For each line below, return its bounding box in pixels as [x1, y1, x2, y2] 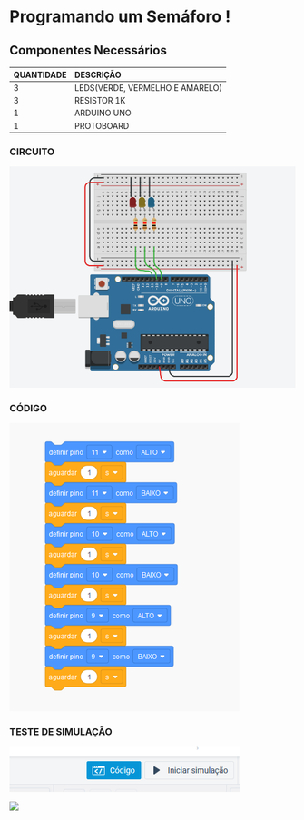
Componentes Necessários [9, 43, 168, 58]
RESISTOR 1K [74, 95, 126, 105]
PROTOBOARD [74, 120, 130, 131]
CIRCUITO [9, 145, 55, 158]
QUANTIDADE [13, 69, 67, 80]
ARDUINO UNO [74, 107, 132, 119]
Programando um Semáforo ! [9, 6, 231, 27]
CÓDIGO [9, 401, 47, 414]
